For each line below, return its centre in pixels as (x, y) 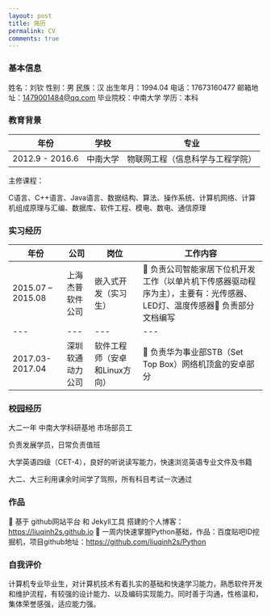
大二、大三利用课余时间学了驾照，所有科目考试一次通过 (100, 479)
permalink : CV (32, 31)
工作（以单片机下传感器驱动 (195, 281)
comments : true (34, 38)
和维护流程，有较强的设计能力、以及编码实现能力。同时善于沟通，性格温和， (135, 594)
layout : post (30, 16)
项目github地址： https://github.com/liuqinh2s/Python (118, 542)
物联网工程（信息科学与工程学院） (192, 158)
